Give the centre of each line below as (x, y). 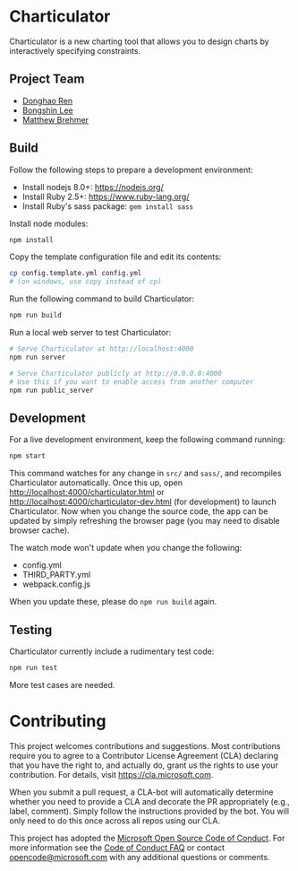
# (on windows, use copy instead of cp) (86, 282)
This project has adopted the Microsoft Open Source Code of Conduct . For (147, 838)
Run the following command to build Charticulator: (102, 299)
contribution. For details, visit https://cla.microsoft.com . (111, 774)
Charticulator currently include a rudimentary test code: (112, 651)
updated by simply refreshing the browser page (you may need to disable (145, 521)
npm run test (34, 667)
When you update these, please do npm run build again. (113, 602)
